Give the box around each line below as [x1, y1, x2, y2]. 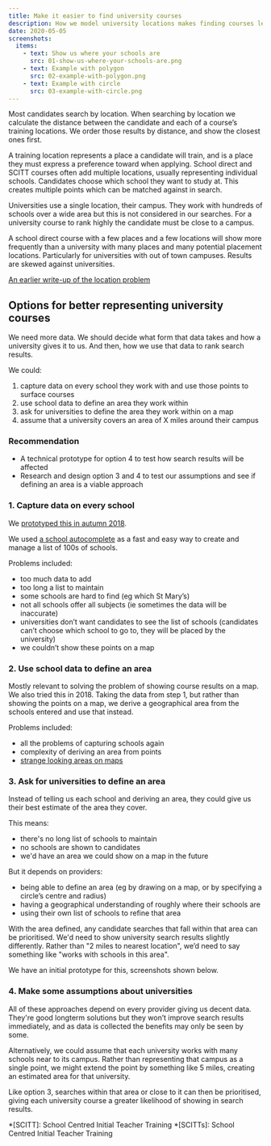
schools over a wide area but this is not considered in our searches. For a [8, 209, 252, 219]
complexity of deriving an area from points [19, 747, 162, 757]
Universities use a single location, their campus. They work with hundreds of [8, 201, 263, 210]
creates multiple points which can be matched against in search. [8, 185, 223, 195]
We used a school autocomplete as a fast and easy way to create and [8, 534, 240, 543]
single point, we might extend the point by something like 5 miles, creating [8, 1063, 256, 1072]
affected [19, 463, 48, 472]
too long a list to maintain [19, 582, 104, 592]
